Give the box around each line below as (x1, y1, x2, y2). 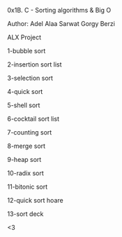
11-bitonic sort (7, 182, 48, 191)
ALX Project (7, 33, 42, 41)
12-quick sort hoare (7, 196, 64, 204)
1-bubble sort (7, 47, 46, 55)
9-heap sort (7, 156, 42, 163)
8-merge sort (7, 142, 46, 150)
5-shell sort (7, 101, 40, 109)
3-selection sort (7, 74, 54, 82)
